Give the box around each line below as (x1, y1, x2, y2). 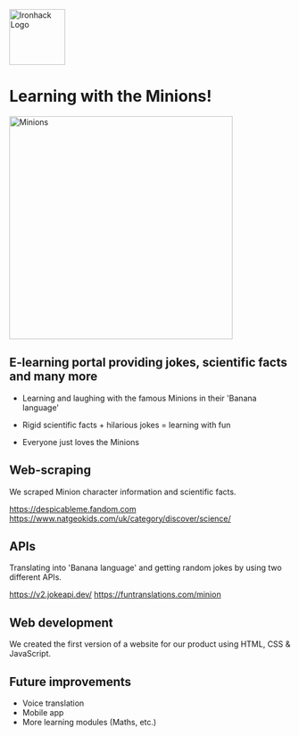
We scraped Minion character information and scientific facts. (9, 486, 237, 497)
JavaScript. (9, 649, 52, 659)
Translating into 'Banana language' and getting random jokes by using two (9, 562, 283, 574)
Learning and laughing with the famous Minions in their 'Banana (21, 393, 257, 403)
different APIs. (9, 572, 62, 583)
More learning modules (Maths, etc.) (21, 717, 157, 727)
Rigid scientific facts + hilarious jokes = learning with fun (21, 419, 231, 430)
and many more (9, 369, 98, 385)
